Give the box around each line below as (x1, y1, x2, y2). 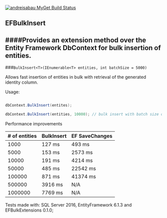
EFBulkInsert (5, 19, 46, 27)
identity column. (5, 79, 38, 85)
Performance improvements (5, 120, 63, 126)
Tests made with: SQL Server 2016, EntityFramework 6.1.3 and (5, 202, 132, 208)
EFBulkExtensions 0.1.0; (5, 207, 54, 213)
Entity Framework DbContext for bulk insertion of (5, 44, 161, 52)
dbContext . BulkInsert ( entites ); (5, 103, 72, 108)
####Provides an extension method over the (5, 36, 147, 44)
